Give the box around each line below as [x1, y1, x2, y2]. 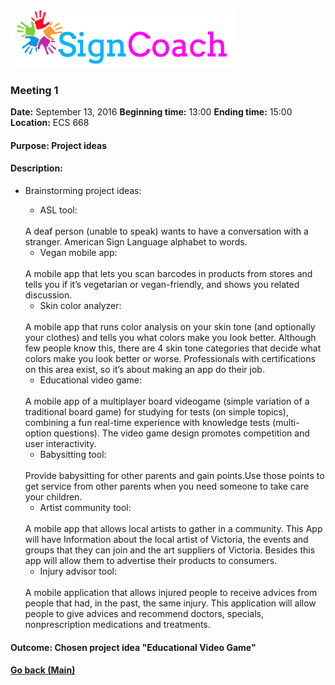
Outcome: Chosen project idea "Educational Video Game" [10, 641, 257, 653]
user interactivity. [24, 438, 97, 450]
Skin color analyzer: [39, 300, 122, 312]
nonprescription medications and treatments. [24, 619, 211, 631]
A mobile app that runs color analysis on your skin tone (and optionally [24, 321, 316, 333]
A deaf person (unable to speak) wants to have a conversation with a [24, 225, 309, 238]
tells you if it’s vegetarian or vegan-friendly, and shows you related [24, 279, 300, 291]
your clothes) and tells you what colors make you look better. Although [24, 332, 317, 344]
